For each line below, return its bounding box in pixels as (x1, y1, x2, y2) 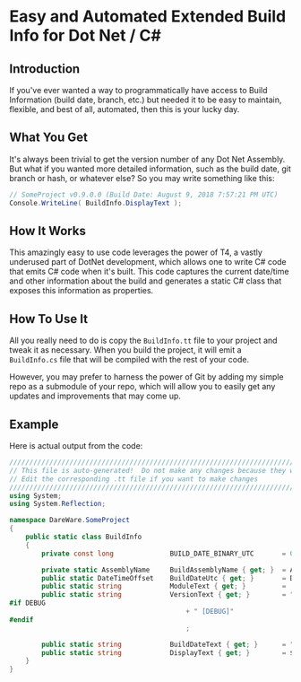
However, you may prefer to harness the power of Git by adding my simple (9, 372, 284, 382)
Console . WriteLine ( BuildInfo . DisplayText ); (9, 198, 182, 207)
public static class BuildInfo (25, 532, 142, 541)
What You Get (9, 130, 88, 145)
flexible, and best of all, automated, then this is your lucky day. (9, 104, 240, 114)
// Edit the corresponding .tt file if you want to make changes (9, 474, 258, 484)
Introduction (9, 61, 81, 76)
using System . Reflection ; (9, 500, 106, 509)
